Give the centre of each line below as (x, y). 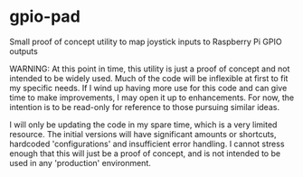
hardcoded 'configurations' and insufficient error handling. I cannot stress (147, 144)
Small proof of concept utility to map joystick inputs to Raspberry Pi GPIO (146, 42)
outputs (24, 51)
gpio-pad (45, 17)
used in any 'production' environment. (80, 163)
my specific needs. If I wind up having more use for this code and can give (148, 88)
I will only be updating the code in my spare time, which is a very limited (143, 125)
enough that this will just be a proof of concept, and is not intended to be (145, 153)
